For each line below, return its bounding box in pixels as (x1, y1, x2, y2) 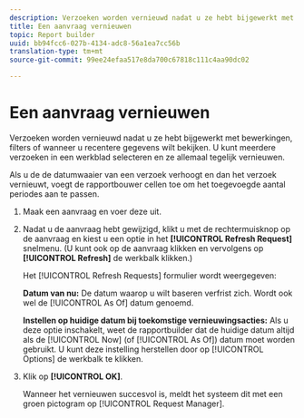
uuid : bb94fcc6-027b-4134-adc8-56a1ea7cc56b (9, 38, 181, 48)
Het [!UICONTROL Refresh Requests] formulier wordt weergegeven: (22, 269, 277, 281)
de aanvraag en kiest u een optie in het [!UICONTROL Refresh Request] (22, 233, 293, 244)
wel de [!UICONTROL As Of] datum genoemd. (22, 296, 194, 308)
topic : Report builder (9, 30, 95, 39)
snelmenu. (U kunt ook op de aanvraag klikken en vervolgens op (22, 242, 264, 254)
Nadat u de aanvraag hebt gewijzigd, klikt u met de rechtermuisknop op (22, 223, 290, 234)
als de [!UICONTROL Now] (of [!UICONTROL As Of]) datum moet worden (22, 334, 295, 345)
